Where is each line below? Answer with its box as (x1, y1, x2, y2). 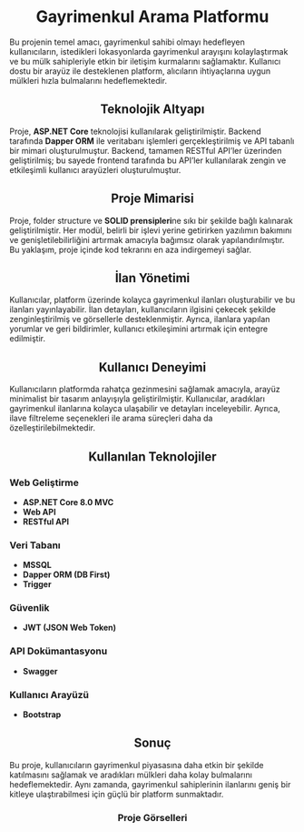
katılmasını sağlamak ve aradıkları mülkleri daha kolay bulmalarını (9, 769, 252, 780)
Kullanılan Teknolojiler (88, 449, 217, 464)
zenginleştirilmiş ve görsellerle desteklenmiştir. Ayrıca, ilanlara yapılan (9, 314, 270, 325)
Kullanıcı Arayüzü (9, 688, 89, 701)
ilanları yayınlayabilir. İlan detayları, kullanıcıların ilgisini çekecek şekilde (9, 304, 277, 315)
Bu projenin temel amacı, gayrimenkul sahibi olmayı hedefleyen (9, 36, 245, 47)
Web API (22, 506, 56, 517)
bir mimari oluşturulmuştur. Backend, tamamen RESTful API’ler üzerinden (9, 145, 282, 156)
